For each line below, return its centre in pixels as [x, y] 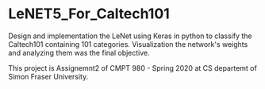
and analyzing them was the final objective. [79, 52]
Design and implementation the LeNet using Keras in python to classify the [130, 36]
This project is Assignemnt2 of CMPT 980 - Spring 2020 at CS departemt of [133, 68]
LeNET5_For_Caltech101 [89, 14]
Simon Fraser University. [48, 76]
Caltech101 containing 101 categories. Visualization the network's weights [128, 44]
